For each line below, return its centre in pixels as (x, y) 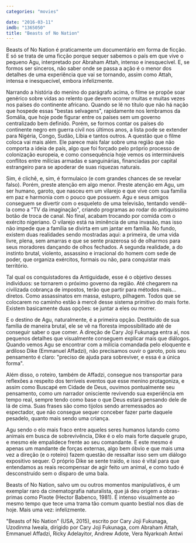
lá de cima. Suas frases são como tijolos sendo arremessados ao (84, 406)
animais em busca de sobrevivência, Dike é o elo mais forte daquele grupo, (97, 436)
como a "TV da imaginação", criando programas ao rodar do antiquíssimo (100, 210)
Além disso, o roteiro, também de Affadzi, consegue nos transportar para (94, 375)
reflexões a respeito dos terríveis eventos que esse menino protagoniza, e (95, 381)
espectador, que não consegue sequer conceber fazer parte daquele (89, 412)
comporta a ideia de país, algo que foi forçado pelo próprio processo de (93, 149)
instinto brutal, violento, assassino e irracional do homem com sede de (91, 254)
